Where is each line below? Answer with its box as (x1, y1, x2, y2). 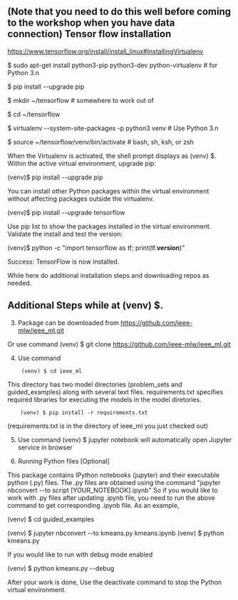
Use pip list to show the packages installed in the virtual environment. (7, 221, 212, 231)
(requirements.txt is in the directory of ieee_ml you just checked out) (7, 421, 209, 430)
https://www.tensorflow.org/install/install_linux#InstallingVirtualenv (7, 46, 204, 56)
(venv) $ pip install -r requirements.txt (20, 409, 148, 416)
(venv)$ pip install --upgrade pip (7, 173, 103, 181)
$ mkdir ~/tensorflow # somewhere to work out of (7, 96, 155, 104)
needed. (7, 279, 32, 287)
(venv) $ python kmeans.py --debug (7, 564, 115, 572)
